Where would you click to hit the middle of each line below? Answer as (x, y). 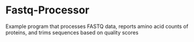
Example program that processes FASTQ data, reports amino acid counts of (97, 26)
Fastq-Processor (47, 10)
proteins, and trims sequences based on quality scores (72, 32)
